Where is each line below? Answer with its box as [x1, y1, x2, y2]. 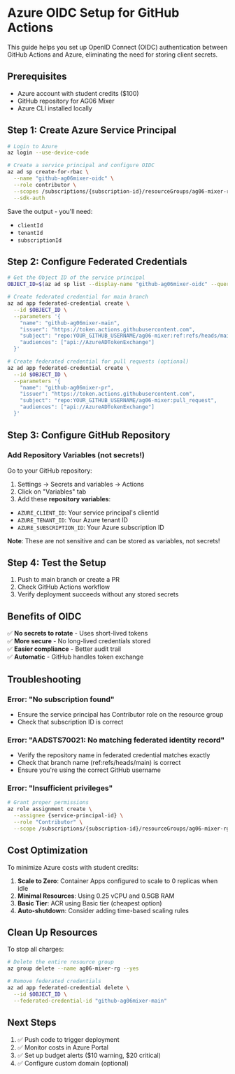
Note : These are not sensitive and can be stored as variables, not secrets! [7, 536, 220, 545]
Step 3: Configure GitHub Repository [7, 429, 171, 441]
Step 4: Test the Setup [7, 557, 107, 568]
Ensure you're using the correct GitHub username [17, 766, 161, 774]
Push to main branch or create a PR [17, 575, 120, 584]
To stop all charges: [7, 945, 64, 954]
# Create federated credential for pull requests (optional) [7, 358, 190, 365]
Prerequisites [7, 71, 67, 83]
